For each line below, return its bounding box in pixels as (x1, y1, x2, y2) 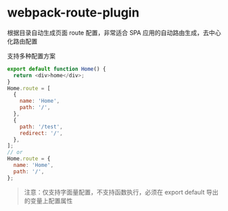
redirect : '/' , (19, 130, 63, 137)
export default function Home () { (7, 66, 107, 72)
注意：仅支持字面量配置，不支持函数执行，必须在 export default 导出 (23, 188, 219, 196)
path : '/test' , (19, 123, 63, 130)
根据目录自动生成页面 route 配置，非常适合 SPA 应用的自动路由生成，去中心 (7, 28, 222, 37)
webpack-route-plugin (7, 5, 140, 21)
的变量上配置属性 (23, 197, 73, 205)
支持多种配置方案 (7, 52, 56, 60)
